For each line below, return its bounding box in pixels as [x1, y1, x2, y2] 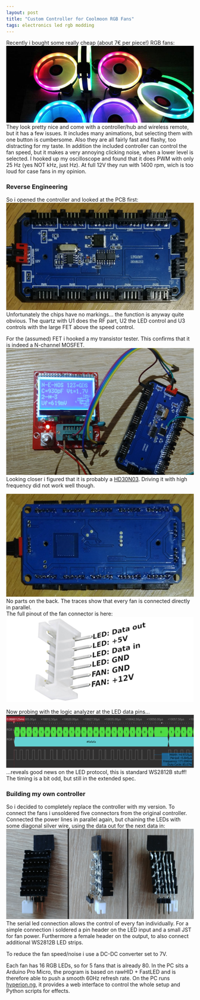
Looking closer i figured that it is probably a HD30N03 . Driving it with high [6, 476, 187, 483]
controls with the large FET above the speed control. [6, 324, 135, 331]
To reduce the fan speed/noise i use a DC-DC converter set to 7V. [6, 951, 168, 958]
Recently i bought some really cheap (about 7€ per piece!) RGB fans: [6, 39, 175, 47]
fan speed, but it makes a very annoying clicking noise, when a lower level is [6, 149, 193, 156]
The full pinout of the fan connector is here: [6, 610, 113, 617]
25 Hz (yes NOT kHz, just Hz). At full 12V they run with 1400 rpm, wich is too [6, 162, 193, 168]
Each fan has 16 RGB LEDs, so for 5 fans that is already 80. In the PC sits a [6, 962, 189, 969]
